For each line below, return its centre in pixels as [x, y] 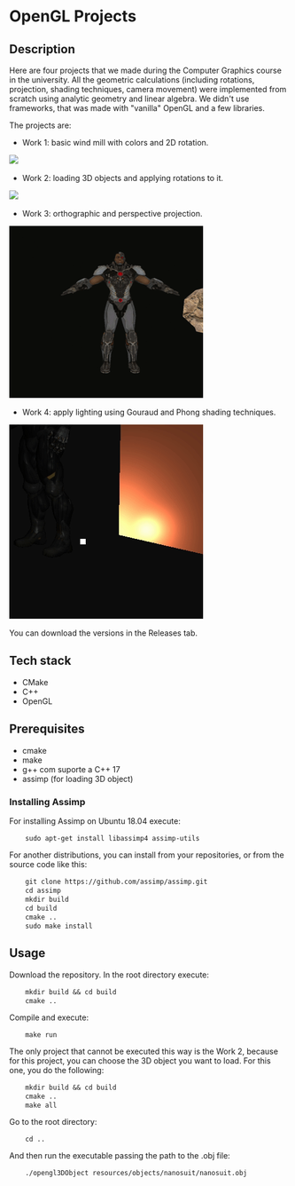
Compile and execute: [49, 1017]
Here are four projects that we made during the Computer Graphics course [145, 70]
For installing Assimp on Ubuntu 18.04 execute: [95, 821]
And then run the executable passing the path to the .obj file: [120, 1155]
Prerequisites [47, 729]
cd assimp [43, 890]
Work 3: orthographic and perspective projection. [112, 213]
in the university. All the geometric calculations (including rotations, [132, 80]
